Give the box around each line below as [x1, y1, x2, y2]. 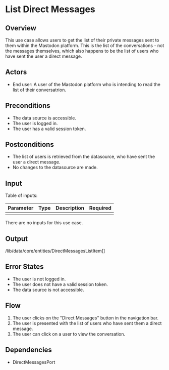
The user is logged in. [12, 120, 58, 126]
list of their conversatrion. [12, 87, 67, 93]
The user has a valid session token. [12, 126, 86, 132]
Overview [5, 24, 37, 32]
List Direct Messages [5, 4, 95, 15]
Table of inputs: [5, 192, 38, 198]
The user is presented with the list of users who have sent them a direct [12, 320, 162, 326]
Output [5, 234, 28, 243]
